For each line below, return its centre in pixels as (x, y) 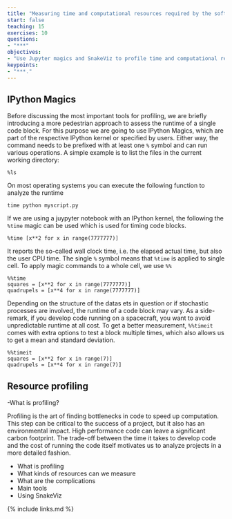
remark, (18, 318)
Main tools (32, 489)
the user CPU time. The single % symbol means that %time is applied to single (116, 258)
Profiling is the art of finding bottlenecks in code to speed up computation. (113, 416)
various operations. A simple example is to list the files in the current (105, 153)
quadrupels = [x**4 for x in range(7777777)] (74, 291)
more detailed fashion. (39, 453)
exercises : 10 (28, 33)
